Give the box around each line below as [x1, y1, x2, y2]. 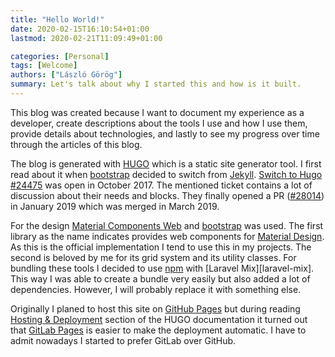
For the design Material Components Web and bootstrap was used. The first [10, 219, 324, 231]
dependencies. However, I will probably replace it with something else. [10, 283, 302, 295]
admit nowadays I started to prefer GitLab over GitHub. [10, 334, 237, 346]
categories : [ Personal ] [10, 51, 110, 61]
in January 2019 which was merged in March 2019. [10, 200, 220, 212]
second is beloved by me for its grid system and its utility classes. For [10, 251, 297, 263]
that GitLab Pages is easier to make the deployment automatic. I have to [10, 324, 307, 336]
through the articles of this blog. [10, 138, 143, 150]
